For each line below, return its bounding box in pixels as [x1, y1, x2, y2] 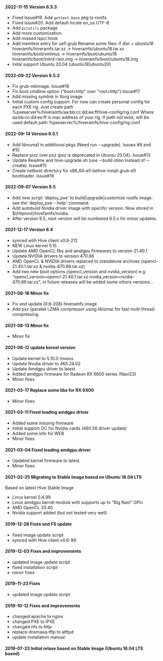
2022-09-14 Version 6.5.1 [5, 131, 58, 137]
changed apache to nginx [12, 614, 64, 620]
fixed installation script [12, 564, 58, 570]
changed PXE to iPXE [12, 619, 55, 624]
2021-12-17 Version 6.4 [5, 227, 54, 233]
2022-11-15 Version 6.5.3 [5, 4, 57, 10]
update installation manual [12, 634, 65, 640]
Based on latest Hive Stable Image [5, 485, 74, 491]
